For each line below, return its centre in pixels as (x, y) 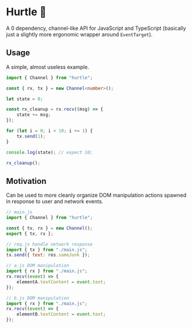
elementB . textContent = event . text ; (61, 315)
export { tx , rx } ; (30, 234)
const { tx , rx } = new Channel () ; (49, 228)
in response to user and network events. (55, 201)
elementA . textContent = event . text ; (61, 282)
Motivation (26, 181)
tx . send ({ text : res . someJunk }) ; (48, 255)
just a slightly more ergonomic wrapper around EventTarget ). (79, 34)
